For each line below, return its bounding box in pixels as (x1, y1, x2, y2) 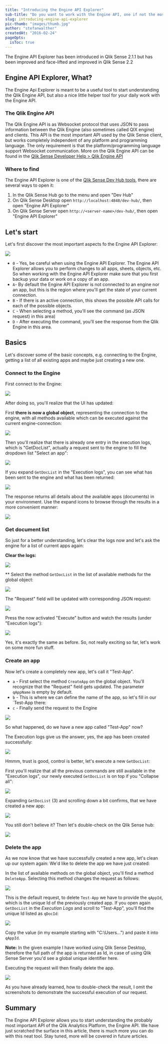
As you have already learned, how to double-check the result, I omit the (5, 984, 153, 990)
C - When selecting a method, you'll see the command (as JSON (12, 308, 145, 314)
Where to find (5, 166, 39, 173)
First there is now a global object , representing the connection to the (5, 410, 148, 416)
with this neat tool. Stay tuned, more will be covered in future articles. (5, 1033, 148, 1039)
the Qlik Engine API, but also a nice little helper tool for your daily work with (5, 92, 160, 98)
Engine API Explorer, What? (5, 74, 92, 82)
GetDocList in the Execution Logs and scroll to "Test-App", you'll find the (5, 905, 154, 911)
